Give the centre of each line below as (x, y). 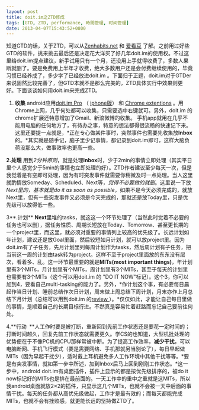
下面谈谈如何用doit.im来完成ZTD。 (58, 90)
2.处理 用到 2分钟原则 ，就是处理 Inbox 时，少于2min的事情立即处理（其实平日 (99, 160)
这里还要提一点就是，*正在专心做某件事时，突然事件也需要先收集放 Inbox (103, 133)
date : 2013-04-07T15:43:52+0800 (46, 28)
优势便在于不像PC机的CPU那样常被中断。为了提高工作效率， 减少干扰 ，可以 (98, 342)
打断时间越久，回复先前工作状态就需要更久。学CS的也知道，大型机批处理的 (98, 334)
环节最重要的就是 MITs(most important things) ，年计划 (125, 262)
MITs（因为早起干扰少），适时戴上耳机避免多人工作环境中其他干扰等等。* (95, 357)
